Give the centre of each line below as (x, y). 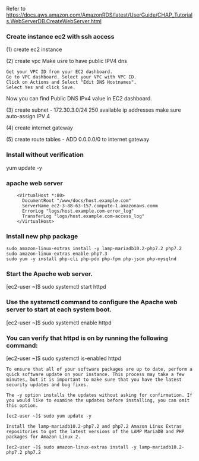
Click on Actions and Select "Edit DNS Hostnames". (71, 83)
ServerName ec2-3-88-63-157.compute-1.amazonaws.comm (90, 206)
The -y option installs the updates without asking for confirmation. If (99, 395)
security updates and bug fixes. (48, 385)
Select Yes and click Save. (41, 88)
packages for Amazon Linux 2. (44, 437)
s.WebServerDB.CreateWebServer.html (54, 21)
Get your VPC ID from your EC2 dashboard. (59, 72)
